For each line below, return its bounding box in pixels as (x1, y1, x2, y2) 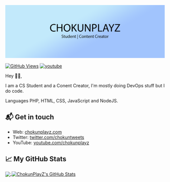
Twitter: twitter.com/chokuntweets (12, 134, 84, 140)
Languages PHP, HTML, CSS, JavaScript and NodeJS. (5, 97, 118, 103)
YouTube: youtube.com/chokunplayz (12, 139, 90, 146)
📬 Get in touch (5, 113, 54, 122)
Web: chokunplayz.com (12, 129, 62, 135)
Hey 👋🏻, (5, 73, 22, 79)
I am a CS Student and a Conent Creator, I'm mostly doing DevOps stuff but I (5, 82, 165, 88)
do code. (5, 88, 24, 94)
